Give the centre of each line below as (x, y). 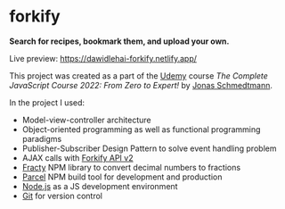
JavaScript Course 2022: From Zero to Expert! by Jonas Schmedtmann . (141, 85)
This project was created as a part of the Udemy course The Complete (139, 75)
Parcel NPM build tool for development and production (122, 177)
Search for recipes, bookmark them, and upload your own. (119, 41)
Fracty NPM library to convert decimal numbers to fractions (131, 167)
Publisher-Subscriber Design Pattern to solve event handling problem (149, 148)
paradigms (42, 138)
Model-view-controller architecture (86, 120)
